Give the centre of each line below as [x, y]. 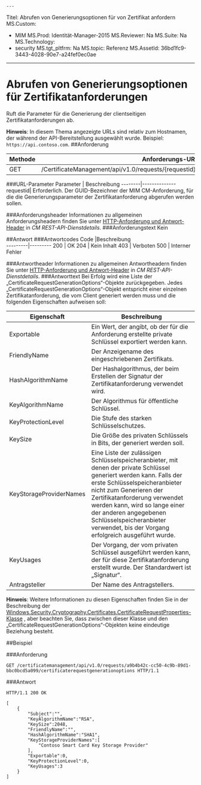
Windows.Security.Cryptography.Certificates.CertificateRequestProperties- [99, 612]
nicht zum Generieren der [127, 490]
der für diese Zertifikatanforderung [140, 560]
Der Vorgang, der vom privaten [135, 545]
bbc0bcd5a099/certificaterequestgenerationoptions [71, 670]
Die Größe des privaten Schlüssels [140, 435]
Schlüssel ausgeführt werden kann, [141, 552]
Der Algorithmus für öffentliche [135, 401]
